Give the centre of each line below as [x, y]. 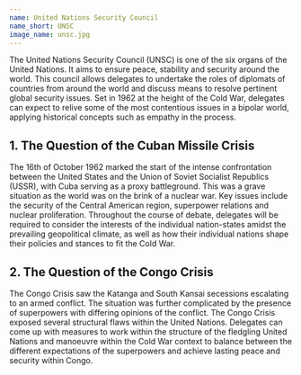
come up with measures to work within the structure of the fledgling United [148, 332]
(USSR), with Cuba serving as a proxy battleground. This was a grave [137, 186]
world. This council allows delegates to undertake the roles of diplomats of [147, 79]
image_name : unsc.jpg [50, 34]
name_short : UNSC [42, 26]
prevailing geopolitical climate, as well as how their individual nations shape [149, 234]
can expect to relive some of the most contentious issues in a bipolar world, [149, 108]
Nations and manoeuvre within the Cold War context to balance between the [150, 341]
